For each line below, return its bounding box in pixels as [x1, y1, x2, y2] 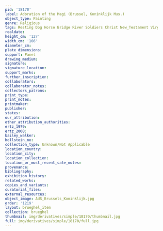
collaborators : [5, 79, 36, 84]
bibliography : [5, 169, 34, 174]
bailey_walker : [5, 133, 36, 138]
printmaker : [5, 102, 29, 107]
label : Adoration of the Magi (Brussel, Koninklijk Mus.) [5, 12, 125, 16]
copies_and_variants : [5, 183, 49, 187]
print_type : [5, 92, 29, 97]
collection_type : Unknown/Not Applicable [5, 142, 90, 147]
